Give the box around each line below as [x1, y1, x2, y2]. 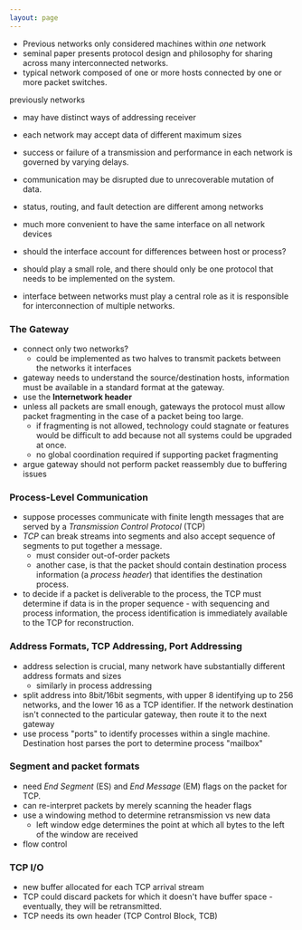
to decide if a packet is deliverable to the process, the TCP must [22, 589, 262, 599]
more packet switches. [22, 76, 108, 87]
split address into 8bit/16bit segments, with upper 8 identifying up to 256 [22, 689, 294, 700]
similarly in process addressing [35, 680, 152, 691]
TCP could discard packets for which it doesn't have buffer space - [22, 891, 273, 902]
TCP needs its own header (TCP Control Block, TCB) [22, 911, 219, 922]
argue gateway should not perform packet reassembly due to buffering [22, 458, 288, 469]
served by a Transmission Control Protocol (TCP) [22, 522, 206, 532]
